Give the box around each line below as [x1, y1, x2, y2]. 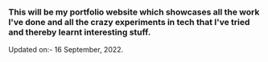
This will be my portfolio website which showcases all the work [8, 6, 260, 18]
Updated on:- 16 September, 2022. [8, 45, 124, 55]
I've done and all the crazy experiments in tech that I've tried [8, 16, 250, 27]
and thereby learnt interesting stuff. [8, 27, 151, 38]
